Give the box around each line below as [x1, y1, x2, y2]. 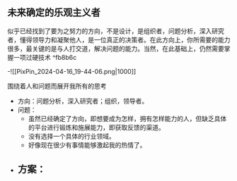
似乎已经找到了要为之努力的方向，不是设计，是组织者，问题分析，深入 [7, 27, 212, 35]
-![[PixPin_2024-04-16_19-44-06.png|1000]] [7, 67, 137, 75]
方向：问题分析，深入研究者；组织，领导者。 [17, 96, 149, 105]
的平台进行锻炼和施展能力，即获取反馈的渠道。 [28, 123, 165, 132]
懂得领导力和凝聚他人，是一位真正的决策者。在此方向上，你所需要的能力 [19, 35, 231, 44]
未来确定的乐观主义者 [7, 6, 100, 19]
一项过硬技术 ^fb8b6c [13, 53, 77, 61]
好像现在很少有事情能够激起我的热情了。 [28, 140, 146, 149]
